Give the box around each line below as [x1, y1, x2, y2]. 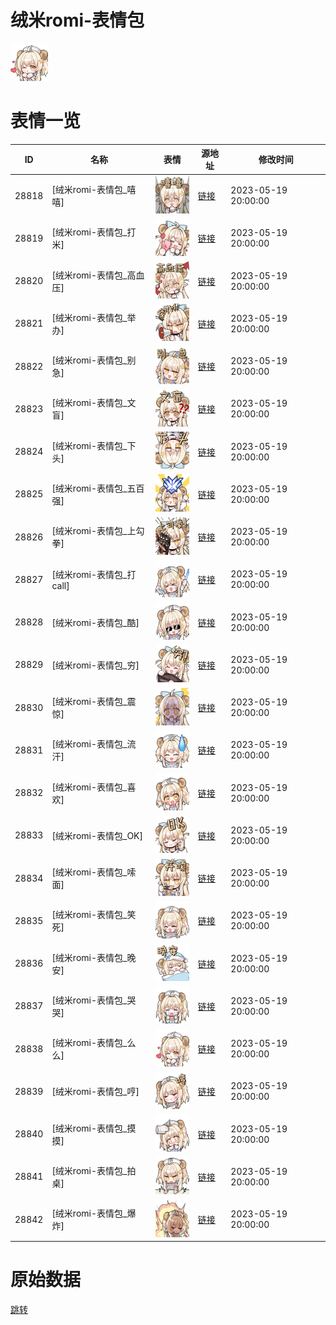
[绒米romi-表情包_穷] [51, 659, 140, 671]
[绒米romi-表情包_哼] [51, 1086, 140, 1098]
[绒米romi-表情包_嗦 [51, 866, 137, 878]
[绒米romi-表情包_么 [51, 1037, 137, 1049]
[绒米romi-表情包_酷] [51, 616, 140, 628]
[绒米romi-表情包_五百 [51, 482, 145, 494]
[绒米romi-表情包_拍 [51, 1164, 137, 1176]
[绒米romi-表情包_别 [51, 354, 137, 366]
